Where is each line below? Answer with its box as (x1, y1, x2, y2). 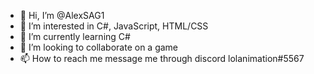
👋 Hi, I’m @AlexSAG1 (19, 10, 105, 21)
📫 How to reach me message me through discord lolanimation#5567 (19, 53, 305, 64)
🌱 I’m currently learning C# (19, 31, 131, 42)
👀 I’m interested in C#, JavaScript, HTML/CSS (19, 20, 209, 32)
